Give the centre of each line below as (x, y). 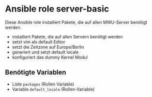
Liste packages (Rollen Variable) (43, 84)
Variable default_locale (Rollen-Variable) (53, 89)
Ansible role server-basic (57, 9)
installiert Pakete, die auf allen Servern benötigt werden (67, 37)
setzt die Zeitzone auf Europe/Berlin (48, 47)
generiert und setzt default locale (45, 52)
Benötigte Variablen (36, 73)
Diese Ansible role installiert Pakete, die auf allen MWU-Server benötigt (76, 22)
